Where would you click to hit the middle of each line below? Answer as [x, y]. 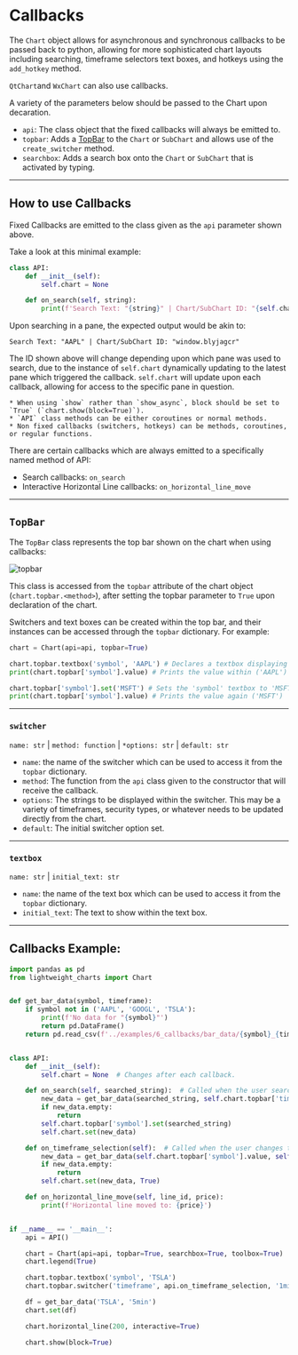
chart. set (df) [51, 1310]
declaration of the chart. [53, 604]
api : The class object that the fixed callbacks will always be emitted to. [151, 129]
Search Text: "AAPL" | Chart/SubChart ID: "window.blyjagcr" [125, 342]
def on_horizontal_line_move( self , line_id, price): [125, 1197]
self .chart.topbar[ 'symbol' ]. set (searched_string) [137, 1124]
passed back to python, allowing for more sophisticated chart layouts [136, 49]
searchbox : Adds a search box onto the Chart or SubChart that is [138, 157]
